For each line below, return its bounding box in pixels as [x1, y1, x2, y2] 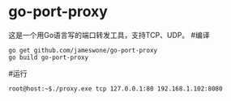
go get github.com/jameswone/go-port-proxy [8, 46, 158, 54]
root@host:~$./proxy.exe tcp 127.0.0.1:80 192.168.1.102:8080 [8, 84, 223, 93]
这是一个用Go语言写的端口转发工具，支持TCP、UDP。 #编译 [8, 30, 210, 40]
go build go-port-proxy [8, 53, 89, 61]
